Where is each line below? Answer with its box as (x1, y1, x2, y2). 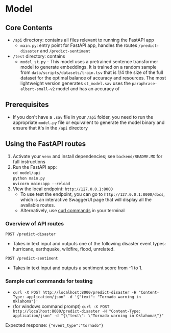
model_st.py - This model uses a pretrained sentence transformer (20, 59, 158, 64)
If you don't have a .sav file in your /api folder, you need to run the (12, 114, 154, 120)
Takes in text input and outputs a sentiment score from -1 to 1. (12, 265, 143, 271)
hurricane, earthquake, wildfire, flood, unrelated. (12, 246, 115, 252)
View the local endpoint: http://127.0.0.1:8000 (12, 186, 113, 192)
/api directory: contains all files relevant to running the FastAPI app (12, 37, 154, 43)
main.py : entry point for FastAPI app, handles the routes (20, 42, 138, 48)
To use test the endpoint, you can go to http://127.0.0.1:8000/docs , (20, 191, 165, 197)
